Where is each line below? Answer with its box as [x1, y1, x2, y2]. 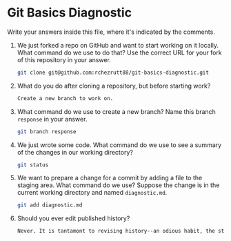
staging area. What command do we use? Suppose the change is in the [17, 181, 220, 189]
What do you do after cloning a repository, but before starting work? [17, 81, 211, 90]
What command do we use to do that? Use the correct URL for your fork [17, 48, 222, 57]
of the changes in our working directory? [17, 148, 133, 156]
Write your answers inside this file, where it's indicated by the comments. [7, 28, 215, 36]
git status [17, 161, 49, 168]
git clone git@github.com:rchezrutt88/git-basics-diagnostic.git [17, 69, 209, 76]
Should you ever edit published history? [17, 214, 130, 222]
